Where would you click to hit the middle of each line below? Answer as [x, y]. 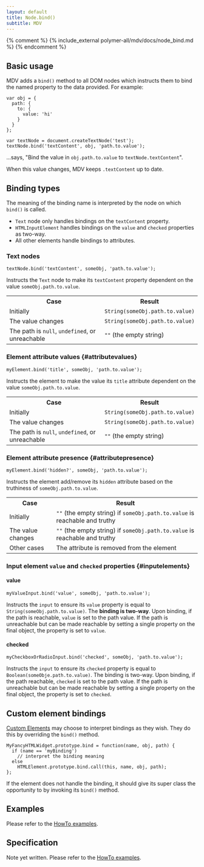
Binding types [33, 188]
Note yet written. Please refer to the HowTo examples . [74, 857]
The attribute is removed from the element [116, 547]
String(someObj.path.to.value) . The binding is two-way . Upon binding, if [99, 611]
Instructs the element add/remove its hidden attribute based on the [90, 481]
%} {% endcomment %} [36, 47]
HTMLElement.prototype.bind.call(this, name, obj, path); [92, 767]
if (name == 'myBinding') [45, 751]
